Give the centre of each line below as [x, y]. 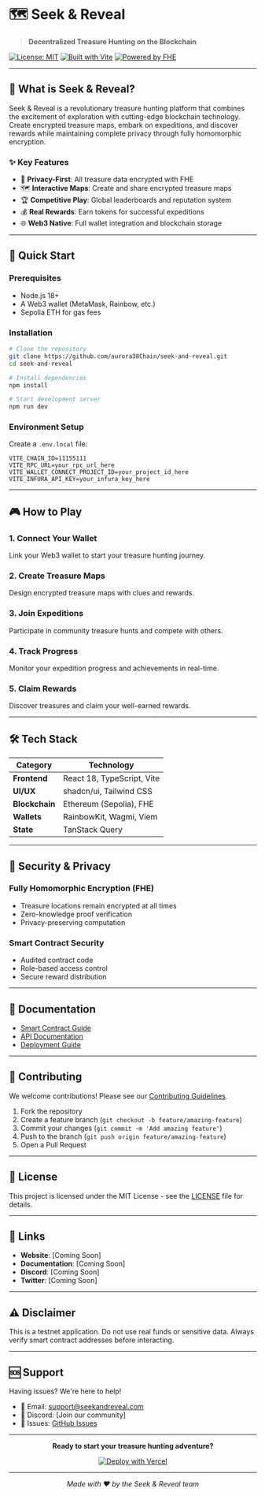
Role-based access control [64, 968]
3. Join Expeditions [46, 614]
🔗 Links [27, 1236]
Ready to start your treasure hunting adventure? [133, 1446]
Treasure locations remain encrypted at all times [98, 905]
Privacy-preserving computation [73, 922]
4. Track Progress [43, 651]
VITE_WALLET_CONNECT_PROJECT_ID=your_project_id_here [99, 472]
